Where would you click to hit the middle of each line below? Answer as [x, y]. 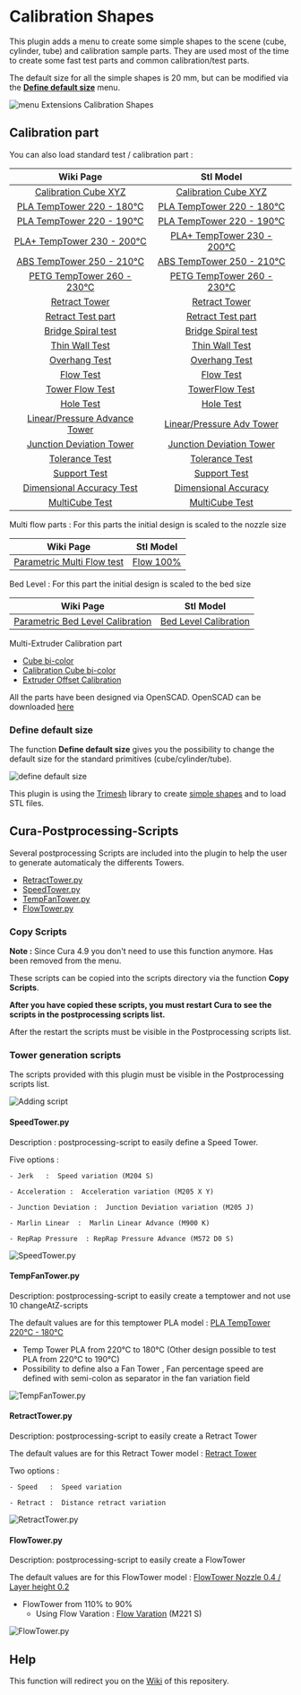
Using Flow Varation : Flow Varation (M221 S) [119, 1614]
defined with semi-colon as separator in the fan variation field [136, 1378]
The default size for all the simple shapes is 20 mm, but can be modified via [149, 77]
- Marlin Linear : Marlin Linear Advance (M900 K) [110, 1223]
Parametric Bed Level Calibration [83, 621]
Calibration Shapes [82, 17]
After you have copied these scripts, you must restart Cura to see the [141, 1005]
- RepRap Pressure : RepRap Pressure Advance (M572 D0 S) [122, 1239]
